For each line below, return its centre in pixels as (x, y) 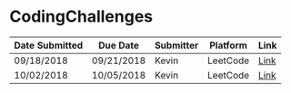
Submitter (176, 45)
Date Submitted (49, 45)
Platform (228, 45)
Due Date (119, 45)
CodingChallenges (81, 17)
